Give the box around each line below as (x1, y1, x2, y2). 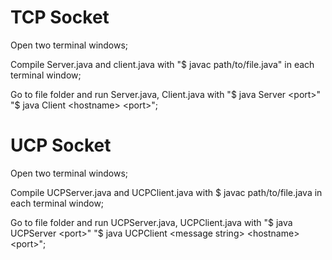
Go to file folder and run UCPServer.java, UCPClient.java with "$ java (10, 216, 293, 228)
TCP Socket (10, 6, 110, 29)
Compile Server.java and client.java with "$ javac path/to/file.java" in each (10, 58, 315, 70)
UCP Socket (10, 134, 112, 157)
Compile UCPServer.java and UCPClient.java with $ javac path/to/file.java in (10, 186, 323, 198)
